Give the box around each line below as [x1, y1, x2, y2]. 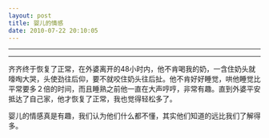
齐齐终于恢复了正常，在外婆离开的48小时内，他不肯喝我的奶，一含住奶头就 [8, 65, 256, 74]
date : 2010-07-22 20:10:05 [8, 26, 98, 34]
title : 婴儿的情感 [8, 19, 64, 27]
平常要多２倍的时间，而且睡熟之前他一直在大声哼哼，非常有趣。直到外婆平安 [8, 85, 261, 94]
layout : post [8, 11, 52, 20]
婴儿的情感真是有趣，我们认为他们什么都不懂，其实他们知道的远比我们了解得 [8, 111, 261, 120]
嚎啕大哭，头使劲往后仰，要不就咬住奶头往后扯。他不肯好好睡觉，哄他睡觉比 [8, 74, 261, 84]
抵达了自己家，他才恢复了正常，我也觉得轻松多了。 [8, 94, 177, 104]
